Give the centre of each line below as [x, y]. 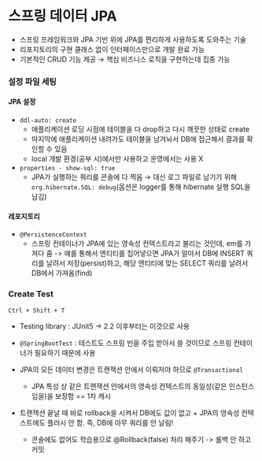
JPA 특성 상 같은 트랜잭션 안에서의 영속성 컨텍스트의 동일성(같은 [129, 386]
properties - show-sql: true [67, 169]
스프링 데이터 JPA [63, 16]
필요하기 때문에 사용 [65, 352]
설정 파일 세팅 [33, 81]
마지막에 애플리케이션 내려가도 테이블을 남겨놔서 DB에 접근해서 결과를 [138, 139]
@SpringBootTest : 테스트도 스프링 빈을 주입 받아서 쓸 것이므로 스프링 [125, 343]
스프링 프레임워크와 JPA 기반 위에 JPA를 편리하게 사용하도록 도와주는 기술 [133, 39]
